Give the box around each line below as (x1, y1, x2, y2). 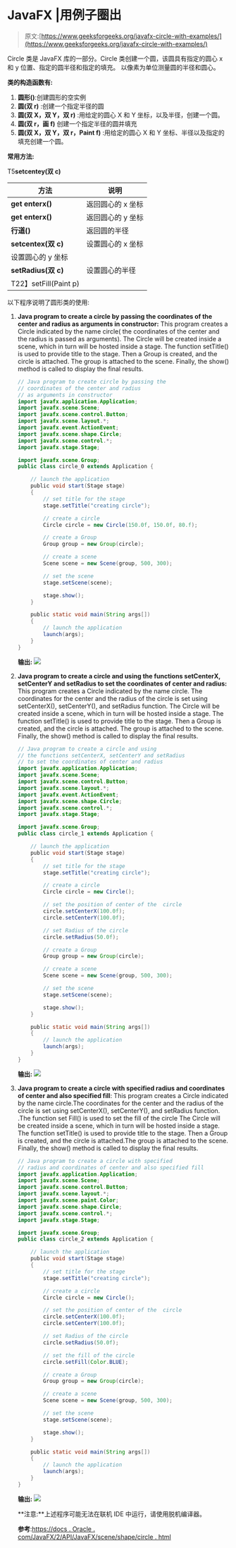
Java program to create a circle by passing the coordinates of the (17, 312, 213, 320)
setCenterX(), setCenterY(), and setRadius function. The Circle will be (17, 702, 220, 710)
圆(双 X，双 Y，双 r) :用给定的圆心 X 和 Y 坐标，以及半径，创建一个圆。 (17, 111, 224, 119)
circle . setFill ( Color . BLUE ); (43, 1358, 129, 1365)
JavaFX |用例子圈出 (7, 7, 122, 23)
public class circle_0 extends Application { (17, 463, 154, 470)
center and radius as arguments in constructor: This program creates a (17, 319, 228, 328)
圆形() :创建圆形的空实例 (17, 93, 87, 102)
